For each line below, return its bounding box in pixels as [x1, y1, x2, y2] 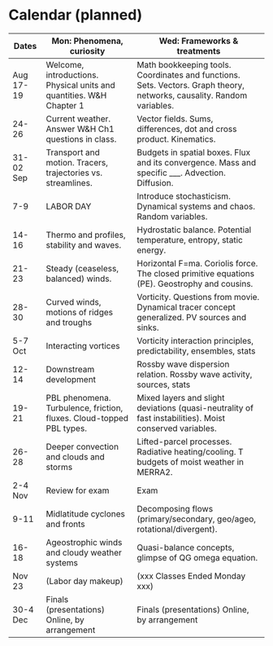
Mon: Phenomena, [51, 35, 123, 46]
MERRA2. [136, 466, 173, 477]
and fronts [45, 518, 85, 530]
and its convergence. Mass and [136, 156, 257, 168]
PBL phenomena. [45, 392, 111, 403]
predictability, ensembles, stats [136, 345, 256, 356]
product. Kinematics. [136, 133, 216, 144]
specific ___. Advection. [136, 167, 226, 178]
